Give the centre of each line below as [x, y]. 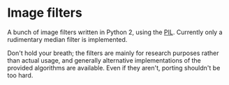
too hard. [20, 75]
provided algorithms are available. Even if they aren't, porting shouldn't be [114, 68]
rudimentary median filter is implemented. [67, 39]
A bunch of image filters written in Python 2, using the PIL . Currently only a [115, 32]
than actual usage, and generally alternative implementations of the [104, 60]
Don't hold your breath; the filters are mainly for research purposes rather [113, 53]
